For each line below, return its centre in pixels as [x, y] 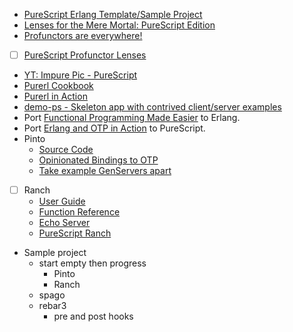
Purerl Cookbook [58, 86]
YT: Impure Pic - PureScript [80, 75]
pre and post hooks [93, 316]
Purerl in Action [55, 96]
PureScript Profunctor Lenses [85, 55]
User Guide [62, 201]
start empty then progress [92, 263]
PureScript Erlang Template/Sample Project [113, 14]
